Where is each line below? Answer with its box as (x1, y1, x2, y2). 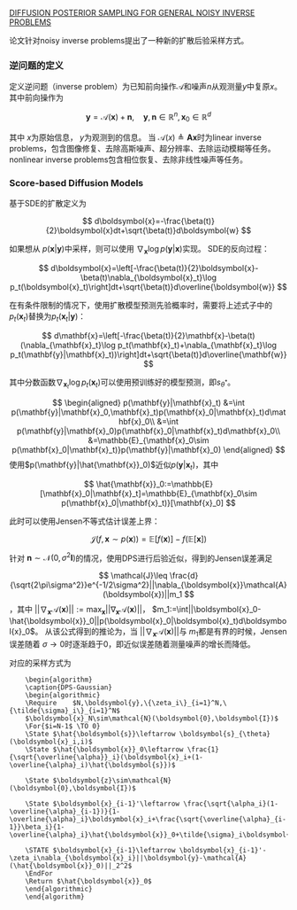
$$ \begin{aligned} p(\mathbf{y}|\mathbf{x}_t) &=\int (51, 397, 246, 408)
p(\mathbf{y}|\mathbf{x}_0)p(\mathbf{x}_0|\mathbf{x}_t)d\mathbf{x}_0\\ (16, 425, 281, 436)
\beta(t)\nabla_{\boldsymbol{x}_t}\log (80, 272, 217, 283)
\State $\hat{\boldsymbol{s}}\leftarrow (25, 729, 176, 738)
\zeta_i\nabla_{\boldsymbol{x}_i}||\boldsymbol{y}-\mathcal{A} (9, 853, 247, 862)
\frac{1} (187, 744, 219, 754)
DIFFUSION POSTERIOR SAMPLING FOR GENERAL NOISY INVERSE (9, 8, 255, 18)
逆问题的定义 (9, 59, 65, 72)
